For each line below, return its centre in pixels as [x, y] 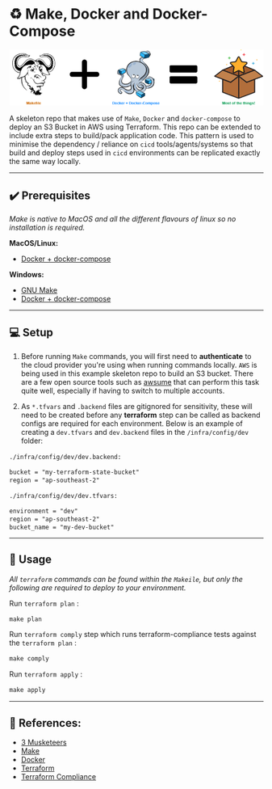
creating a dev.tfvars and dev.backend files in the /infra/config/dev [135, 432]
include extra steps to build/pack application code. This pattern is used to [132, 136]
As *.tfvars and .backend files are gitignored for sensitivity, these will [136, 406]
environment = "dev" [44, 511]
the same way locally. [45, 162]
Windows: [27, 274]
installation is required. [47, 227]
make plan [26, 619]
